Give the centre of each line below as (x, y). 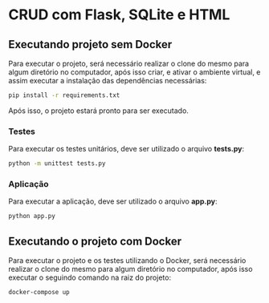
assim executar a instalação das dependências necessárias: (108, 81)
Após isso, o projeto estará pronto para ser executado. (98, 111)
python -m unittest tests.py (57, 164)
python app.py (32, 216)
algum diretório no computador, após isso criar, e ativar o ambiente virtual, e (134, 72)
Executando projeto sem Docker (90, 44)
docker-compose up (39, 293)
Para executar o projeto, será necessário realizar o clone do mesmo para (129, 63)
